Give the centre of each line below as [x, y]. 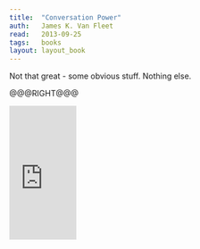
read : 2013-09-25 [46, 34]
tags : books [36, 42]
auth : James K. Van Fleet [62, 26]
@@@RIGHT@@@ [44, 94]
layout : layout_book [48, 51]
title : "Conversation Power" [66, 17]
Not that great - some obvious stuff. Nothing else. [100, 76]
